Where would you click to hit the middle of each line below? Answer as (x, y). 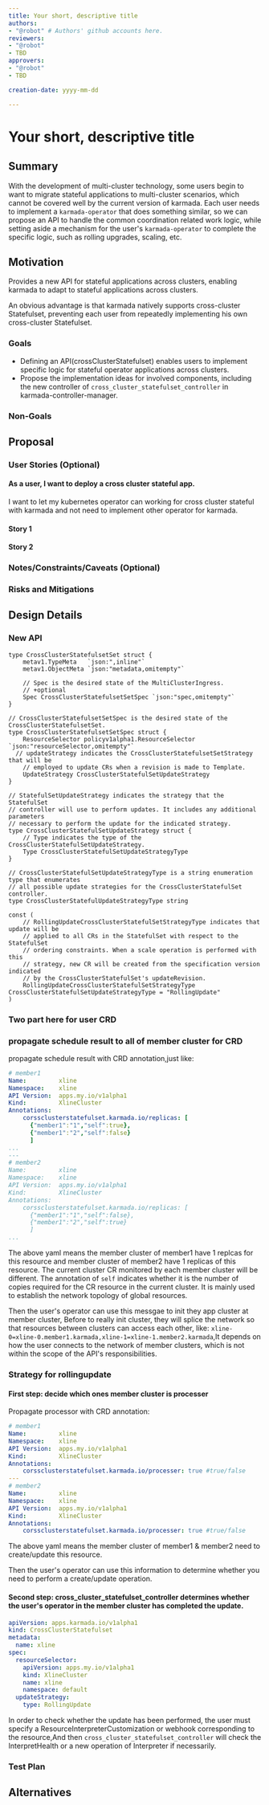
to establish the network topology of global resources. (98, 1296)
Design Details (45, 615)
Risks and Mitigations (51, 590)
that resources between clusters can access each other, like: (109, 1328)
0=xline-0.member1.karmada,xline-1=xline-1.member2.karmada (111, 1337)
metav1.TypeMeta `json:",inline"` (84, 662)
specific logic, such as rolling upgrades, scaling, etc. (95, 237)
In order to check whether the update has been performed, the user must (130, 1721)
